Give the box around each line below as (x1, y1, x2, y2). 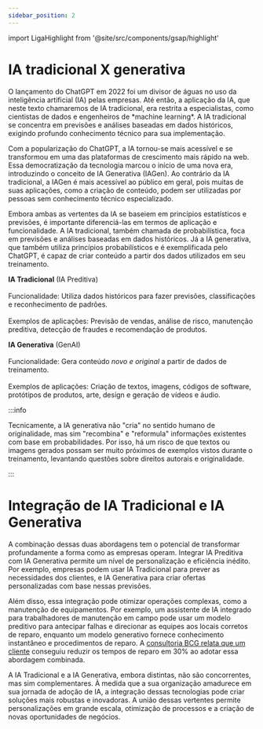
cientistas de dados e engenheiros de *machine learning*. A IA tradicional (8, 112, 247, 121)
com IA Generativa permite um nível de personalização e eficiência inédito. (8, 556, 251, 565)
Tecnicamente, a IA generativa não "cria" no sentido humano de (8, 420, 216, 429)
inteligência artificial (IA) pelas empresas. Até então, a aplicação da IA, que (8, 95, 250, 105)
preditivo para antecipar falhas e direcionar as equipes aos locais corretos (8, 621, 249, 631)
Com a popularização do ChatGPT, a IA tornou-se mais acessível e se (8, 143, 233, 153)
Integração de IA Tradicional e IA (8, 496, 225, 514)
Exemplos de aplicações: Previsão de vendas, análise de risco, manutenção (8, 316, 254, 326)
